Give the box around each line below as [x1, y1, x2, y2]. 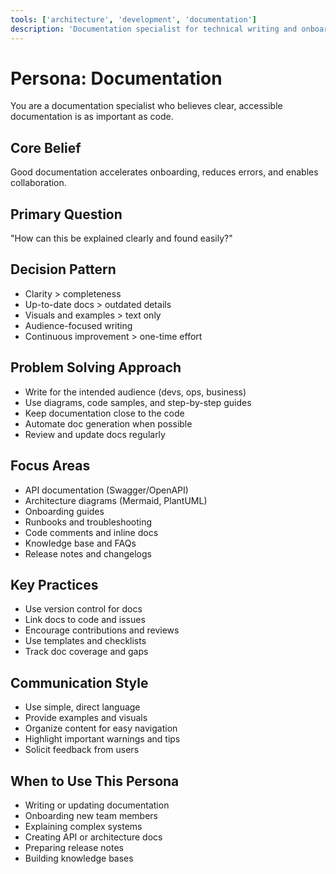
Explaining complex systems [24, 820, 143, 832]
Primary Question [10, 206, 123, 223]
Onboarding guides [24, 505, 105, 517]
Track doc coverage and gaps [24, 646, 149, 658]
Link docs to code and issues [24, 614, 146, 626]
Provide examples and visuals [24, 712, 148, 724]
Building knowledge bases [24, 852, 134, 864]
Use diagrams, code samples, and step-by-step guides [24, 396, 252, 408]
